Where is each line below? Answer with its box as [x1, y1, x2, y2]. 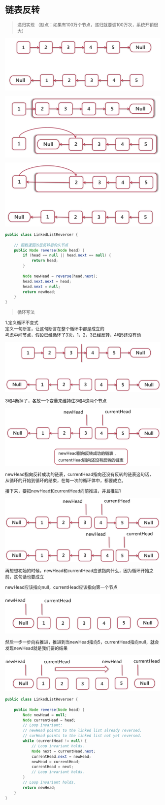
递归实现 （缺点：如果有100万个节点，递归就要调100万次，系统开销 [17, 22, 154, 28]
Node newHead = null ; [23, 712, 67, 717]
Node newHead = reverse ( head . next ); [23, 274, 98, 279]
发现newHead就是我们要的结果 [5, 645, 68, 651]
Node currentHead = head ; [23, 717, 76, 723]
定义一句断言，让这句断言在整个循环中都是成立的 [5, 326, 104, 332]
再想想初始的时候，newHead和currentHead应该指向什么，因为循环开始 [5, 568, 149, 574]
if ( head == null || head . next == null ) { [23, 253, 111, 258]
